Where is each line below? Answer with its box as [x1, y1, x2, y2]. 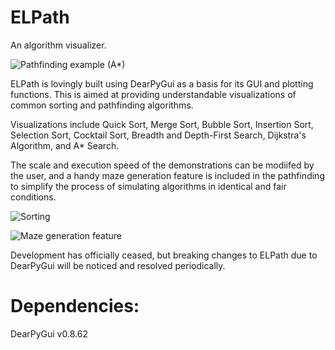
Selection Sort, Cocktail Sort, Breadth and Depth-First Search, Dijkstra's [10, 129, 307, 141]
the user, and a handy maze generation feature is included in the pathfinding [10, 169, 325, 181]
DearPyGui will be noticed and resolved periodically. [10, 259, 226, 271]
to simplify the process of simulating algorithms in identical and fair [10, 180, 287, 192]
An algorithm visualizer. [10, 39, 107, 51]
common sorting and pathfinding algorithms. [10, 99, 194, 111]
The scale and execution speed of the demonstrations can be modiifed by [10, 159, 315, 171]
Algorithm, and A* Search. [10, 139, 120, 151]
